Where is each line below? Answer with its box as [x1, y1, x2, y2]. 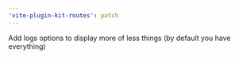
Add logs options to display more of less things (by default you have [8, 33, 231, 42]
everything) [8, 41, 46, 51]
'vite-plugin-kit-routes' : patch [8, 11, 119, 20]
